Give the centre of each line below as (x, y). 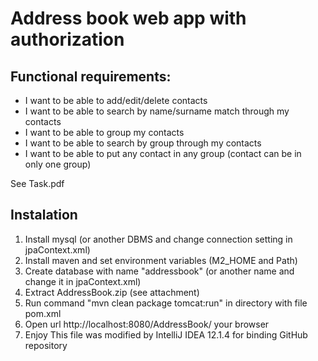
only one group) (58, 164)
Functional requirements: (91, 76)
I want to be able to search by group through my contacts (143, 143)
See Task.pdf (37, 183)
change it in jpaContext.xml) (83, 281)
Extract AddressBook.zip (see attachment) (112, 292)
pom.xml (43, 313)
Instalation (44, 215)
